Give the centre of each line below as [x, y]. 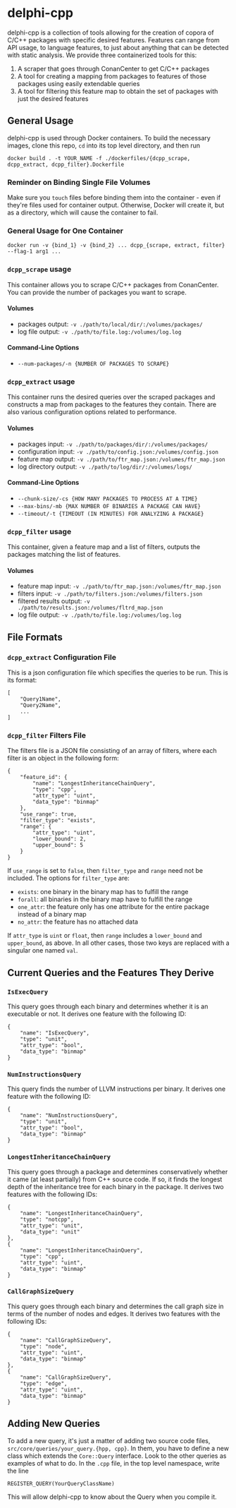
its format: [22, 680]
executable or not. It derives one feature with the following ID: [97, 1013]
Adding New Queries [54, 1424]
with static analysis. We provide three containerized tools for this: [102, 55]
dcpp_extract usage [41, 381]
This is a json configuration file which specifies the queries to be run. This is [118, 672]
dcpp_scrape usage [39, 270]
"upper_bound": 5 [58, 845]
